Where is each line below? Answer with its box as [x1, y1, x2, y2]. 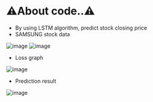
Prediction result [15, 77, 56, 84]
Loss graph [15, 54, 44, 61]
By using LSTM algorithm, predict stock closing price [15, 24, 148, 31]
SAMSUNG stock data [15, 30, 71, 37]
